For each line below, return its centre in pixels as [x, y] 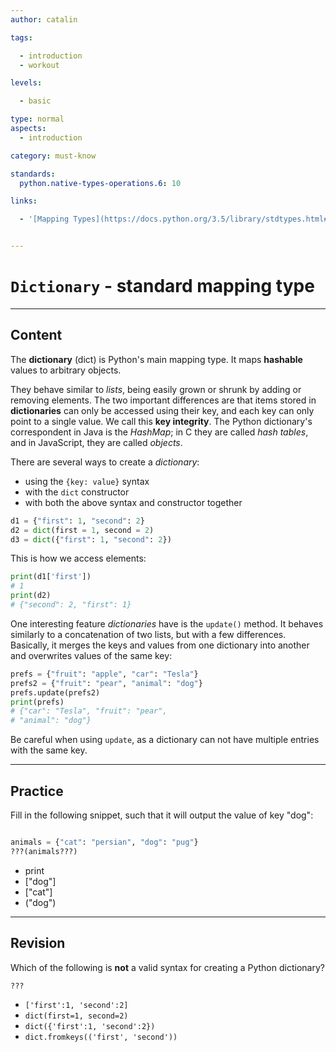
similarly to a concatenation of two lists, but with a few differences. [148, 634]
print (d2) [31, 596]
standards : [33, 174]
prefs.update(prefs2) [55, 692]
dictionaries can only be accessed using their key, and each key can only [162, 410]
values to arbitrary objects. [66, 370]
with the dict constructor [77, 492]
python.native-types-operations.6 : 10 [100, 183]
